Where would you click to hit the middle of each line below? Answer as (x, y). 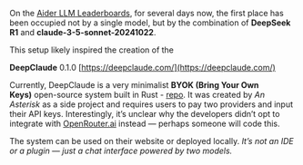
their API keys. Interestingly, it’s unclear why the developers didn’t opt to (145, 114)
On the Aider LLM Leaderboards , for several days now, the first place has (146, 13)
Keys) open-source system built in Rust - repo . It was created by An (137, 95)
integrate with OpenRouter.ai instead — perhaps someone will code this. (145, 123)
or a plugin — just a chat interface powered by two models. (121, 150)
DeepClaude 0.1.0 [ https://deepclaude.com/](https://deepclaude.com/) (142, 68)
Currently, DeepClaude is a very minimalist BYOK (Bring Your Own (134, 85)
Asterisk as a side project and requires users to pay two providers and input (151, 104)
